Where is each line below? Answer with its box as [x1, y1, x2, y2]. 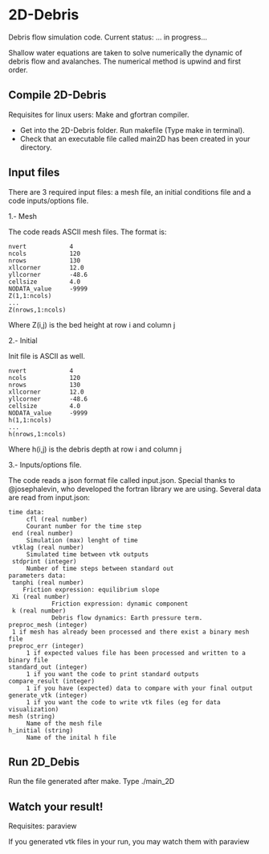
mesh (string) [8, 712, 56, 720]
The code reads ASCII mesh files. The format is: [8, 227, 167, 237]
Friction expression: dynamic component [51, 600, 189, 608]
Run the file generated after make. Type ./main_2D [8, 777, 175, 786]
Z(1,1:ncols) [8, 291, 52, 299]
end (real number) [11, 529, 74, 537]
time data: [8, 508, 45, 516]
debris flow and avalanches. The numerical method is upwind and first [8, 56, 241, 66]
